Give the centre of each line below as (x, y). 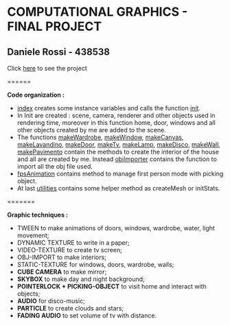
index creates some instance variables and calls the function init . (109, 108)
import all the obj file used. (55, 166)
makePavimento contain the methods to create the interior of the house (118, 152)
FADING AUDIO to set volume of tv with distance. (87, 315)
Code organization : (36, 95)
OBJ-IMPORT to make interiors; (61, 257)
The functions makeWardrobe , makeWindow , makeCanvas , (100, 137)
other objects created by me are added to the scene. (91, 130)
